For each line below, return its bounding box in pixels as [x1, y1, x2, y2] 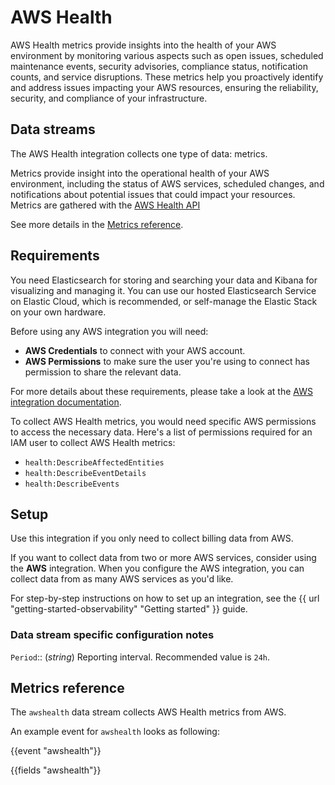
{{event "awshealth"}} [10, 745, 102, 757]
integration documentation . [10, 396, 122, 408]
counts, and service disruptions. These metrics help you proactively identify [10, 71, 324, 83]
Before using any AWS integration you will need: [10, 325, 209, 337]
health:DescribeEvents [24, 479, 120, 489]
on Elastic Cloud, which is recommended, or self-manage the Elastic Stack [10, 295, 318, 307]
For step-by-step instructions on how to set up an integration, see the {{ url [10, 592, 320, 605]
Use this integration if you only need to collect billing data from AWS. [10, 532, 294, 545]
